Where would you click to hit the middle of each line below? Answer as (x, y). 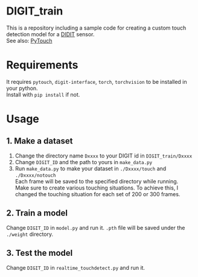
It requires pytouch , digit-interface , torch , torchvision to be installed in (97, 81)
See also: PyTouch (29, 40)
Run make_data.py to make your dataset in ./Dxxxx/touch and (91, 168)
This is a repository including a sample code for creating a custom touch (96, 28)
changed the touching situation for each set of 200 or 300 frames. (97, 194)
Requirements (42, 65)
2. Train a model (37, 213)
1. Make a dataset (40, 141)
